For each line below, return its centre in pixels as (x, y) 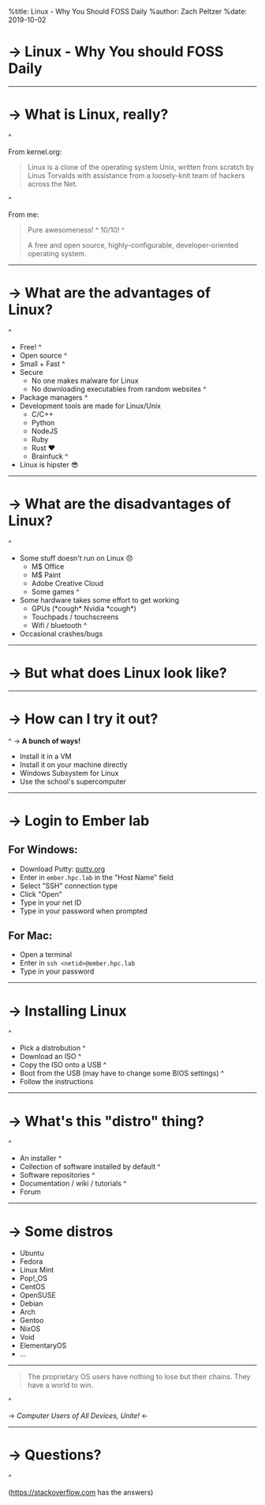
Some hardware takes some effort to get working (99, 599)
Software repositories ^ (57, 1175)
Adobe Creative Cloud (67, 583)
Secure (31, 372)
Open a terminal (46, 955)
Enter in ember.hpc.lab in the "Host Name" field (96, 877)
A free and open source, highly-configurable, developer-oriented (133, 245)
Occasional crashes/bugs (61, 633)
